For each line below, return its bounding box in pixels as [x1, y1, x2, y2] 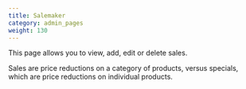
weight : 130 [8, 26, 48, 34]
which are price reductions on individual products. [8, 72, 174, 82]
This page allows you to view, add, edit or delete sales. [8, 48, 188, 58]
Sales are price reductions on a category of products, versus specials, [8, 64, 239, 73]
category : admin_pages [8, 19, 84, 27]
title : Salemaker [8, 11, 66, 20]
